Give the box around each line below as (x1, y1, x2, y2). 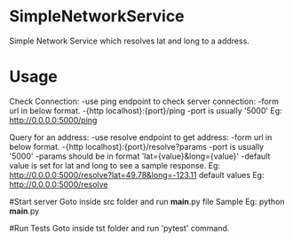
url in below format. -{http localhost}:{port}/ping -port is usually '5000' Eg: (9, 105, 282, 116)
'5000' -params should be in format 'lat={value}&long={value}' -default (9, 151, 271, 161)
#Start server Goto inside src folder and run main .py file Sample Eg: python (9, 196, 286, 207)
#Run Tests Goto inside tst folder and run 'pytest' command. (9, 222, 230, 233)
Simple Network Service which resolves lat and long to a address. (9, 35, 250, 46)
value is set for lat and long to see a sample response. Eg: (9, 160, 220, 170)
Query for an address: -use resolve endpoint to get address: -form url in (9, 131, 273, 143)
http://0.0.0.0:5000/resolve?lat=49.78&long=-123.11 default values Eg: (9, 169, 265, 180)
